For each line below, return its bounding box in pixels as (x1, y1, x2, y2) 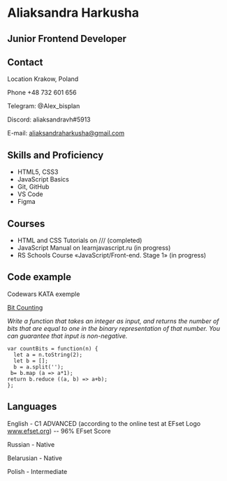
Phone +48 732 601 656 (7, 89, 77, 97)
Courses (7, 218, 45, 230)
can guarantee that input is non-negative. (7, 332, 128, 340)
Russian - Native (7, 440, 55, 448)
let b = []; (13, 357, 49, 364)
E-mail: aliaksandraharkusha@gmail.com (7, 129, 124, 138)
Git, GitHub (17, 183, 50, 191)
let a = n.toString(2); (13, 351, 82, 358)
